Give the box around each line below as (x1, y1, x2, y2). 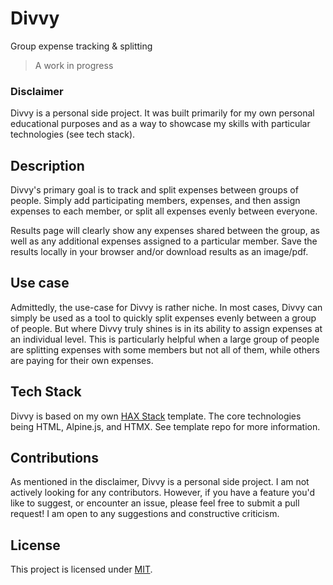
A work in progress (34, 59, 114, 71)
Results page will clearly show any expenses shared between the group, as (10, 225, 320, 237)
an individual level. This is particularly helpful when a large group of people (10, 333, 320, 345)
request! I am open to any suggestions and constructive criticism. (10, 508, 280, 520)
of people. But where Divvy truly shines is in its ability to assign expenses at (10, 322, 323, 334)
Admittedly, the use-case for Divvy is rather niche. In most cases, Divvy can (10, 301, 323, 313)
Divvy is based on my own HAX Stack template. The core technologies (10, 410, 302, 422)
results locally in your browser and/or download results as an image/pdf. (10, 246, 309, 258)
